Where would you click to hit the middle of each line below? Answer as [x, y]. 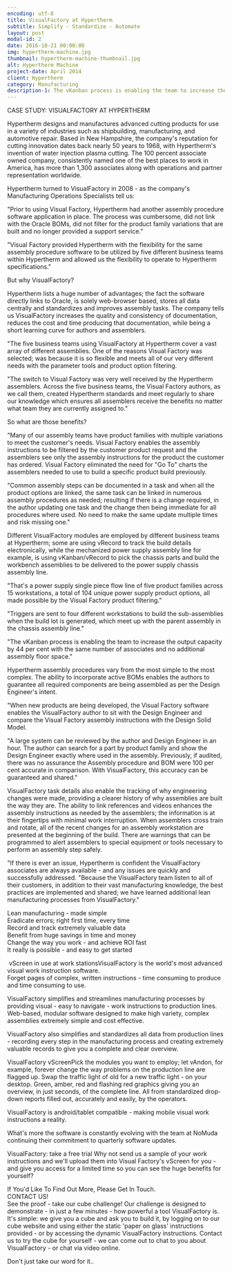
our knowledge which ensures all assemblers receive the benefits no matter [115, 401]
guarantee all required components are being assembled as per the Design [114, 684]
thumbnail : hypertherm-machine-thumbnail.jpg [74, 59]
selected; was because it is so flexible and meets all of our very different [110, 358]
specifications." [29, 267]
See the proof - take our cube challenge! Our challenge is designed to [106, 1204]
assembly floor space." [40, 657]
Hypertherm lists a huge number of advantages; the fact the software [106, 294]
